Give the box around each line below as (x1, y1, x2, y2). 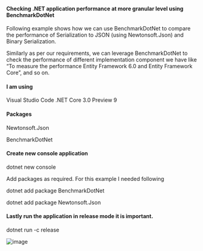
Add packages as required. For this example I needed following (6, 175, 165, 182)
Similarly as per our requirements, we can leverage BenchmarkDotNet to (6, 49, 188, 57)
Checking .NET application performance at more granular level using (6, 5, 184, 12)
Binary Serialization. (6, 38, 57, 45)
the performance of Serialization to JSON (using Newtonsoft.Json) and (6, 31, 184, 39)
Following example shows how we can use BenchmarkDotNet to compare (6, 25, 191, 32)
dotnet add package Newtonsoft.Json (6, 199, 101, 206)
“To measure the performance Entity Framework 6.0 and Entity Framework (6, 63, 193, 70)
